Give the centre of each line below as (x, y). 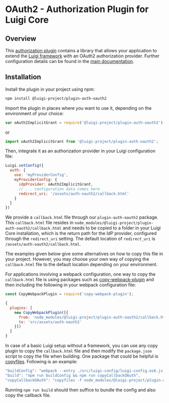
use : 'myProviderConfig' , (41, 175)
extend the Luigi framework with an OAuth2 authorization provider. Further (82, 56)
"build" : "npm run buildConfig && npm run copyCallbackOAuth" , (73, 375)
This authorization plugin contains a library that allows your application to (81, 51)
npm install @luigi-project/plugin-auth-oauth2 (56, 98)
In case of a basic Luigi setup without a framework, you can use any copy (81, 346)
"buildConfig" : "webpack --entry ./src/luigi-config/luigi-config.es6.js (84, 371)
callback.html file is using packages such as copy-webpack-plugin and (80, 280)
